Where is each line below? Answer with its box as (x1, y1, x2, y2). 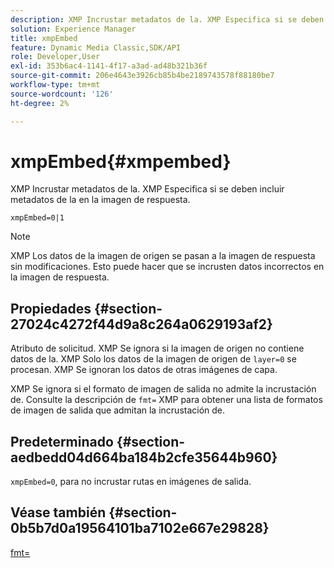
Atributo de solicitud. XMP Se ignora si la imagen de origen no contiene (10, 342, 305, 355)
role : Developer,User (10, 52, 101, 62)
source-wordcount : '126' (10, 89, 114, 99)
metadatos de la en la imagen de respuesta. (10, 194, 191, 206)
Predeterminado (10, 433, 114, 450)
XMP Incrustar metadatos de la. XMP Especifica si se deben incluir (10, 183, 285, 195)
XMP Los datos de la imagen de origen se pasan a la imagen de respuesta (10, 250, 316, 262)
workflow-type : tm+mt (10, 80, 101, 90)
